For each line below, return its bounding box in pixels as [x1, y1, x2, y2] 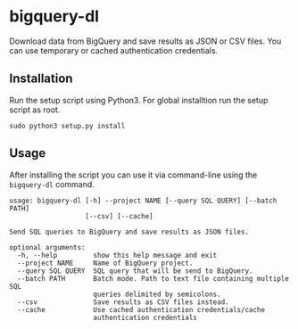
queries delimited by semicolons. [93, 290, 221, 299]
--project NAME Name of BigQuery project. [17, 259, 194, 267]
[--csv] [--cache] [85, 211, 153, 220]
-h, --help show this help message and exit [17, 251, 218, 259]
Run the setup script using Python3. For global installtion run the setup [9, 95, 269, 105]
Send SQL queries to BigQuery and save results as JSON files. [9, 227, 250, 236]
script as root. [9, 104, 61, 115]
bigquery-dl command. [9, 178, 95, 189]
